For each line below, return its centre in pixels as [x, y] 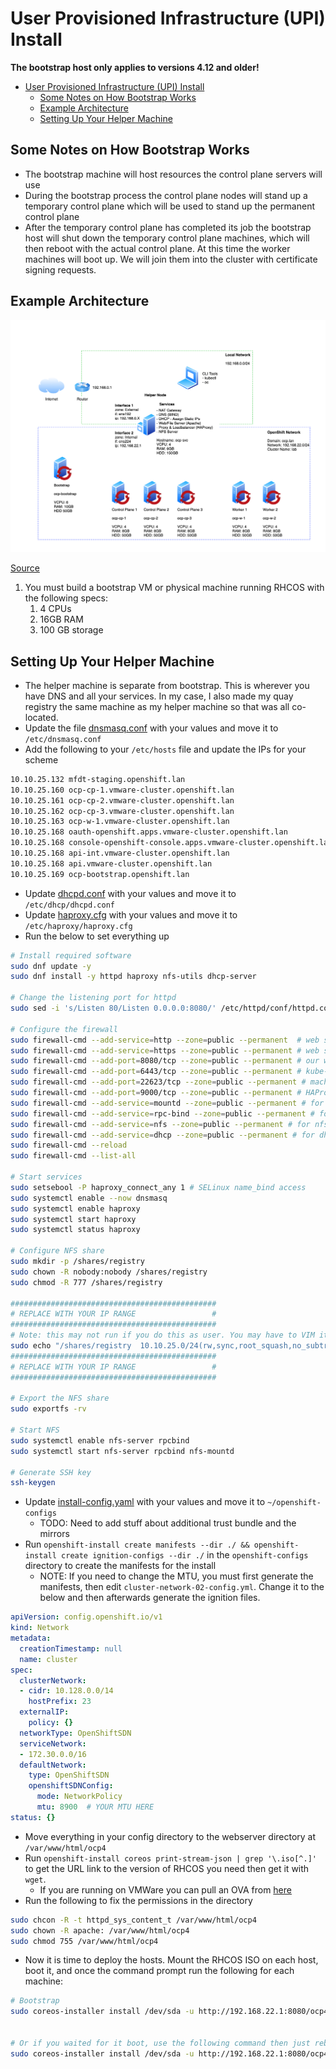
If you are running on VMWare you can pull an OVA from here [165, 1889]
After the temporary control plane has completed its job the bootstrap [168, 227]
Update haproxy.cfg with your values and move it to [131, 914]
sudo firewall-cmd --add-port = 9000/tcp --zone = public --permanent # [156, 1093]
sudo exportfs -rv [48, 1409]
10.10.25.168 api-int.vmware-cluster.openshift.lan [120, 853]
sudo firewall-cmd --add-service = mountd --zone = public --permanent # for [167, 1103]
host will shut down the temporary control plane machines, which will [167, 238]
